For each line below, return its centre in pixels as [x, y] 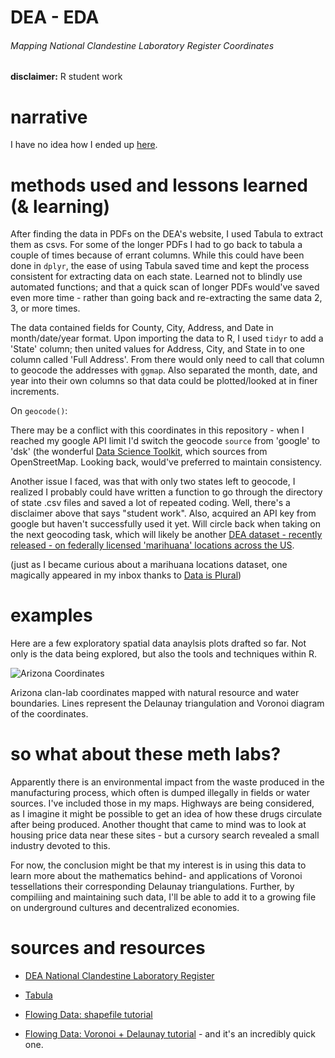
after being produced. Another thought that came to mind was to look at [158, 825]
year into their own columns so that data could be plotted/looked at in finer [164, 381]
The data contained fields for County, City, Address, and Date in [142, 328]
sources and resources [108, 948]
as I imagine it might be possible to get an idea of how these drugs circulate [166, 814]
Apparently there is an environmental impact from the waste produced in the [167, 782]
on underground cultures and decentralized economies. [125, 908]
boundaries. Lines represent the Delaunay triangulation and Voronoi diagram [167, 703]
